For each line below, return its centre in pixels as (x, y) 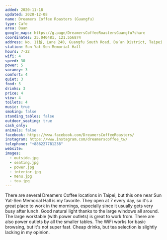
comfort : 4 (16, 75)
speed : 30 (15, 61)
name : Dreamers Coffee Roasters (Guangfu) (50, 19)
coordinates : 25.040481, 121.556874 (43, 38)
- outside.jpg (24, 158)
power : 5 (14, 65)
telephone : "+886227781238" (34, 144)
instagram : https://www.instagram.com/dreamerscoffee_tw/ (66, 139)
